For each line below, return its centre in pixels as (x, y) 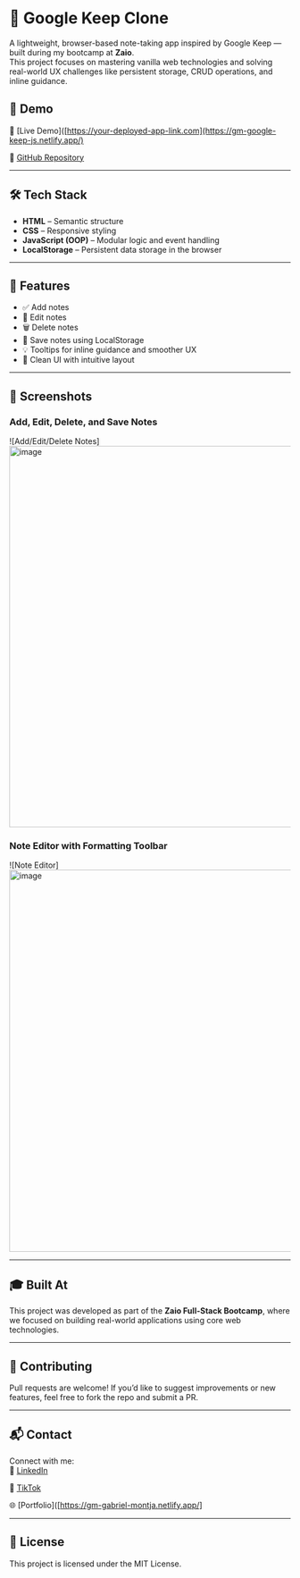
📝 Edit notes (44, 317)
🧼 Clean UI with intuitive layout (79, 360)
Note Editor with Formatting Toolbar (88, 845)
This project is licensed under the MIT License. (96, 1564)
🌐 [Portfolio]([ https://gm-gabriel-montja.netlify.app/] (106, 1505)
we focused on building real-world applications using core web (125, 1321)
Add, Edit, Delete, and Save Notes (83, 422)
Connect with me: (42, 1461)
